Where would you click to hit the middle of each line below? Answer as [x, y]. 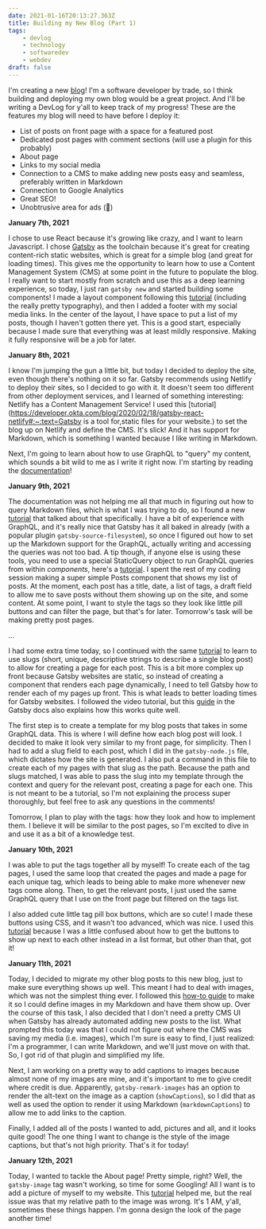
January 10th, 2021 [40, 849]
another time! [30, 1218]
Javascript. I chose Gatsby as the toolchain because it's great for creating [129, 246]
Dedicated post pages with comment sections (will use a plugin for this [136, 139]
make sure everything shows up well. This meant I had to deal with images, [131, 987]
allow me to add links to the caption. [67, 1113]
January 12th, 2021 [40, 1161]
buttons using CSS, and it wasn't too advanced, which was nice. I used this [131, 922]
